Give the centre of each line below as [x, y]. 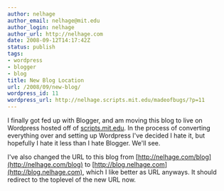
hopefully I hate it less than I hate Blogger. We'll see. [84, 143]
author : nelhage [31, 14]
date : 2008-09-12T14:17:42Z [49, 41]
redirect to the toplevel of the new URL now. [72, 180]
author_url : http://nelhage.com [55, 34]
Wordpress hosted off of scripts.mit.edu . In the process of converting [109, 128]
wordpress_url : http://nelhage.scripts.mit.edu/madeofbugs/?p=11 [106, 100]
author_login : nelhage [41, 27]
